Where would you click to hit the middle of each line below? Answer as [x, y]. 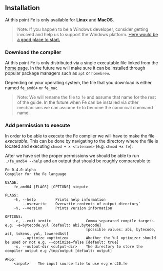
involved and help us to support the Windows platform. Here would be [87, 34]
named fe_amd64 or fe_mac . [32, 88]
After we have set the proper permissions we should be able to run [72, 156]
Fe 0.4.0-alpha [20, 170]
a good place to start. [39, 39]
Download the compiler [33, 52]
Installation [22, 8]
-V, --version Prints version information [63, 208]
